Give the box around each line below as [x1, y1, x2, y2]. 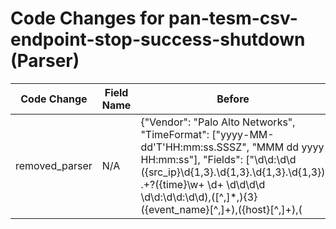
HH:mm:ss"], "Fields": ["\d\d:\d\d [140, 152, 297, 166]
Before [216, 92, 250, 106]
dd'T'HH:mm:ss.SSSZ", [140, 140, 250, 154]
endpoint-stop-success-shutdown [10, 28, 306, 51]
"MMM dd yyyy [251, 140, 325, 154]
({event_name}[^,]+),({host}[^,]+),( [140, 202, 303, 216]
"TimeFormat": [140, 127, 210, 141]
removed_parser [15, 158, 93, 172]
